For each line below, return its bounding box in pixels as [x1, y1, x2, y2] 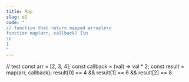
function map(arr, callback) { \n [6, 30, 88, 36]
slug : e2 [6, 14, 28, 20]
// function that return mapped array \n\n [6, 25, 112, 31]
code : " [6, 19, 25, 25]
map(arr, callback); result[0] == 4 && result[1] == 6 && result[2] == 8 [6, 69, 173, 76]
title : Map [6, 8, 33, 15]
